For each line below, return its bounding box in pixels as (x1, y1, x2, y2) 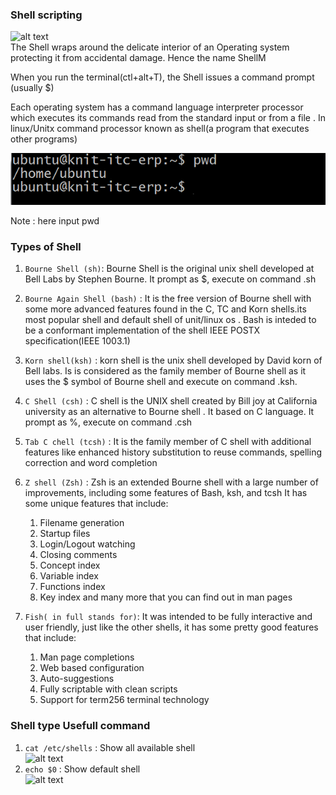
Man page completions (39, 651, 135, 663)
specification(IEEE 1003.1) (24, 335, 131, 347)
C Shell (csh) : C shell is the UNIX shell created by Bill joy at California (24, 395, 318, 407)
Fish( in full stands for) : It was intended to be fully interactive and (24, 611, 313, 623)
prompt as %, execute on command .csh (24, 416, 193, 428)
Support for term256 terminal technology (39, 694, 210, 706)
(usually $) (10, 82, 55, 94)
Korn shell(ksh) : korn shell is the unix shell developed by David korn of (24, 354, 323, 367)
